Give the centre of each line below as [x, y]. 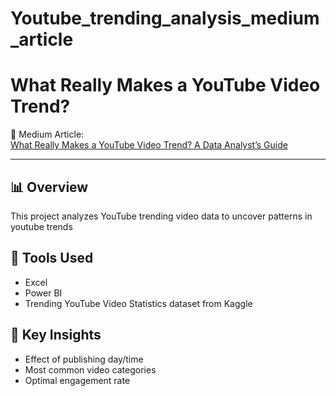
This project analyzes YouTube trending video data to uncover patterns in [161, 216]
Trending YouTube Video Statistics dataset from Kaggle [138, 303]
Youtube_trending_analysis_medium [165, 18]
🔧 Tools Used [52, 258]
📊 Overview [49, 187]
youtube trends [41, 226]
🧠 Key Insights [56, 335]
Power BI [43, 293]
